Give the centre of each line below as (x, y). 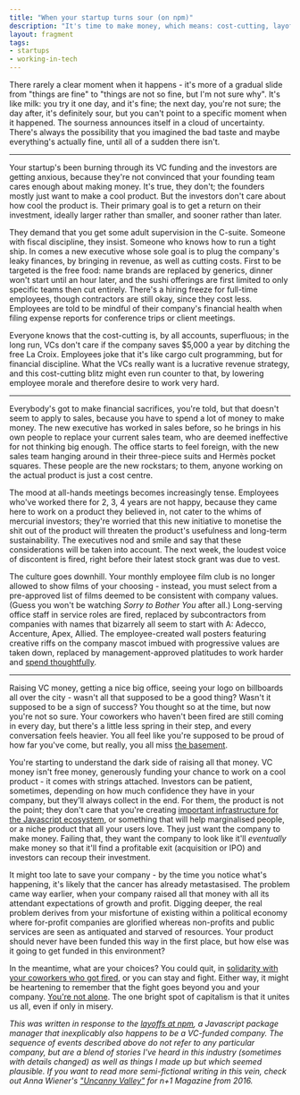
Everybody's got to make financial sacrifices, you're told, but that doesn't (144, 409)
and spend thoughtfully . (53, 662)
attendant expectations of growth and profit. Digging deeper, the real (136, 903)
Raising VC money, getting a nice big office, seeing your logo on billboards (146, 688)
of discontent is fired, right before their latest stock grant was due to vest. (145, 559)
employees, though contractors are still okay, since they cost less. (131, 299)
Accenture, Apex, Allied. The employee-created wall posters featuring (137, 633)
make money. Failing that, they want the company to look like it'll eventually (148, 838)
